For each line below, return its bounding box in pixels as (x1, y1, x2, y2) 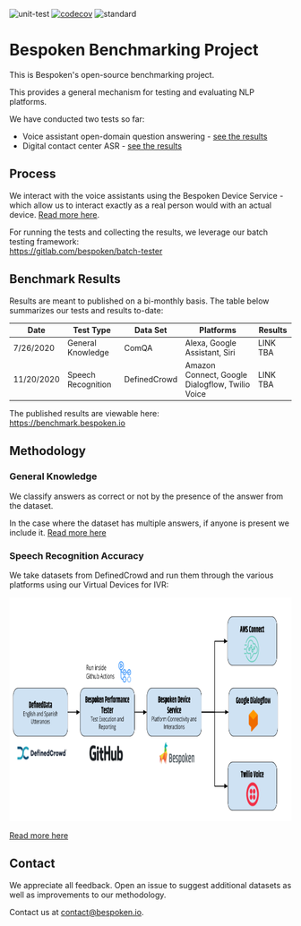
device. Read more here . (9, 209, 100, 219)
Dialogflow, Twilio (185, 379, 251, 390)
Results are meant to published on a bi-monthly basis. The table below (9, 296, 270, 306)
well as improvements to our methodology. (9, 889, 167, 900)
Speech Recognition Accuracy (9, 549, 145, 562)
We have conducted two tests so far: (9, 113, 145, 124)
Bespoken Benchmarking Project (9, 40, 259, 60)
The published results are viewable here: (9, 408, 159, 419)
